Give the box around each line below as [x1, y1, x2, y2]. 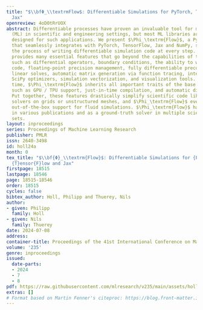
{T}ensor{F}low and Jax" [11, 160, 74, 166]
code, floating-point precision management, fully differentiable [11, 65, 182, 71]
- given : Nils [6, 217, 42, 223]
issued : [6, 256, 26, 262]
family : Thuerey [11, 222, 53, 228]
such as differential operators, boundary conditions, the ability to [11, 59, 193, 65]
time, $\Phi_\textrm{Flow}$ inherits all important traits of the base [11, 82, 196, 88]
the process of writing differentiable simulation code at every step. [11, 48, 196, 54]
